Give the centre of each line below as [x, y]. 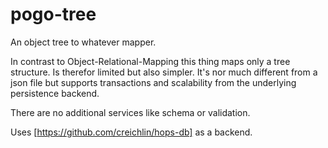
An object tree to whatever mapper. [83, 42]
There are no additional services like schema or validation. [130, 112]
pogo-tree [53, 14]
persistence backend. [55, 93]
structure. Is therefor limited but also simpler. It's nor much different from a [164, 72]
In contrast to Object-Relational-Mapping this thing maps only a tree [150, 61]
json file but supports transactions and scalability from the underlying [153, 82]
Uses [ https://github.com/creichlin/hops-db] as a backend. [131, 132]
